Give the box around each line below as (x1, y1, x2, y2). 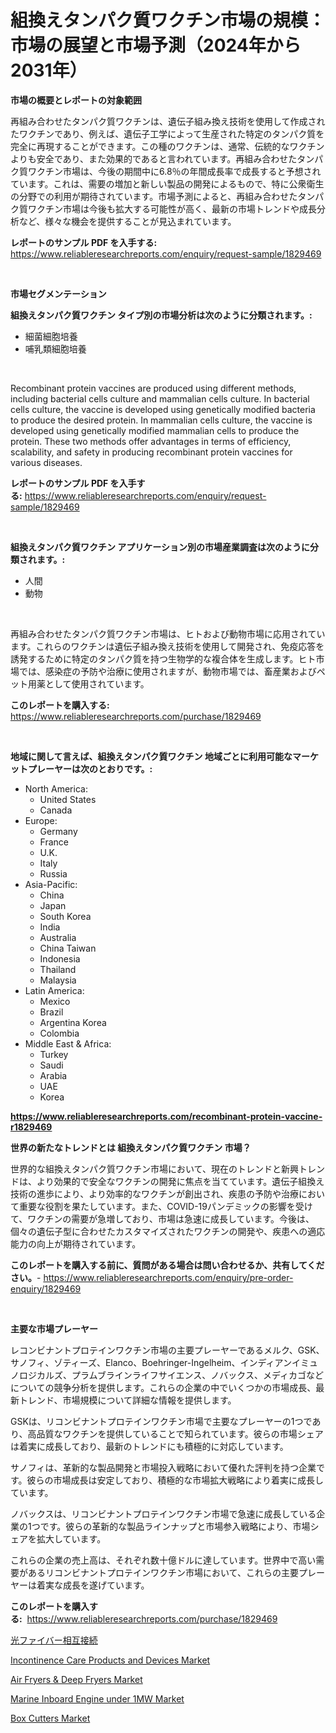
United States (39, 793, 97, 805)
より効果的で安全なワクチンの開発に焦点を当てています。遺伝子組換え (36, 1175, 325, 1187)
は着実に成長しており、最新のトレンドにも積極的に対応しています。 (10, 1440, 289, 1452)
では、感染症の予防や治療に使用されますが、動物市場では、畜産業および (18, 665, 317, 677)
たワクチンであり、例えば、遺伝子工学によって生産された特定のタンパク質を (10, 127, 325, 140)
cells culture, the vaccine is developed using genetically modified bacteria (10, 403, 316, 415)
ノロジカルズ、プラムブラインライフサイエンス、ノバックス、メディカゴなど (10, 1369, 324, 1381)
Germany (39, 825, 78, 837)
